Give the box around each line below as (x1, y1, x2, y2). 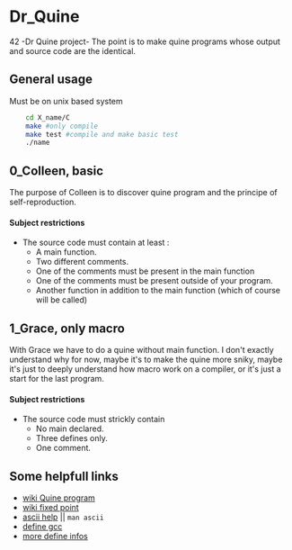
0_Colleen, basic (9, 163, 104, 178)
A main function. (35, 247, 97, 257)
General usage (9, 72, 93, 87)
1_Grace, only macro (9, 320, 126, 336)
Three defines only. (35, 433, 108, 444)
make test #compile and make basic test (25, 130, 179, 139)
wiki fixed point (22, 502, 79, 513)
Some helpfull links (9, 468, 119, 483)
